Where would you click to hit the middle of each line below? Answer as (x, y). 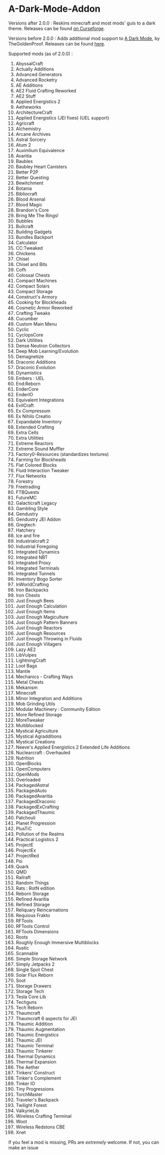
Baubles (24, 161)
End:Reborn (28, 383)
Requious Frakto (33, 915)
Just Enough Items (35, 611)
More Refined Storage (39, 714)
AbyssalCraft (29, 63)
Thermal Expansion (36, 1062)
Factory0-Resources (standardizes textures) (62, 454)
